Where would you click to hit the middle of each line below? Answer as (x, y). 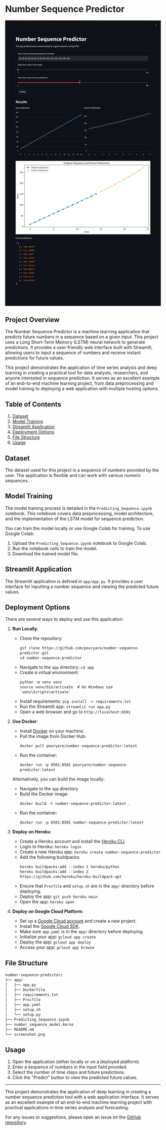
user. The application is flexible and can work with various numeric (73, 475)
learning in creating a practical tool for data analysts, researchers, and (77, 373)
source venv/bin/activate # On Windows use (66, 687)
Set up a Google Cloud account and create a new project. (78, 921)
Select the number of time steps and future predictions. (69, 1072)
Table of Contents (33, 404)
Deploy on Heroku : (32, 832)
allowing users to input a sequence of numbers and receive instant (73, 353)
